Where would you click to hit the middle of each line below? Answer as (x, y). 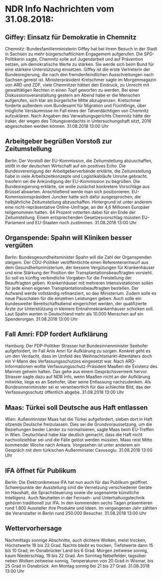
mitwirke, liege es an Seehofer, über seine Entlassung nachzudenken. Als (78, 382)
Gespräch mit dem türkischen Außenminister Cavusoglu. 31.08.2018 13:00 (79, 450)
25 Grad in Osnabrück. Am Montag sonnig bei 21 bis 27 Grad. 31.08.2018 (77, 566)
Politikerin (15, 59)
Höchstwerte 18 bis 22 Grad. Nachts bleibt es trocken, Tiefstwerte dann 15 (79, 545)
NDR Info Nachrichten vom (60, 9)
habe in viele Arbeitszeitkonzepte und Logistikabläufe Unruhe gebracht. (77, 176)
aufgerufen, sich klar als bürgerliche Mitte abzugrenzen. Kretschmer (73, 100)
